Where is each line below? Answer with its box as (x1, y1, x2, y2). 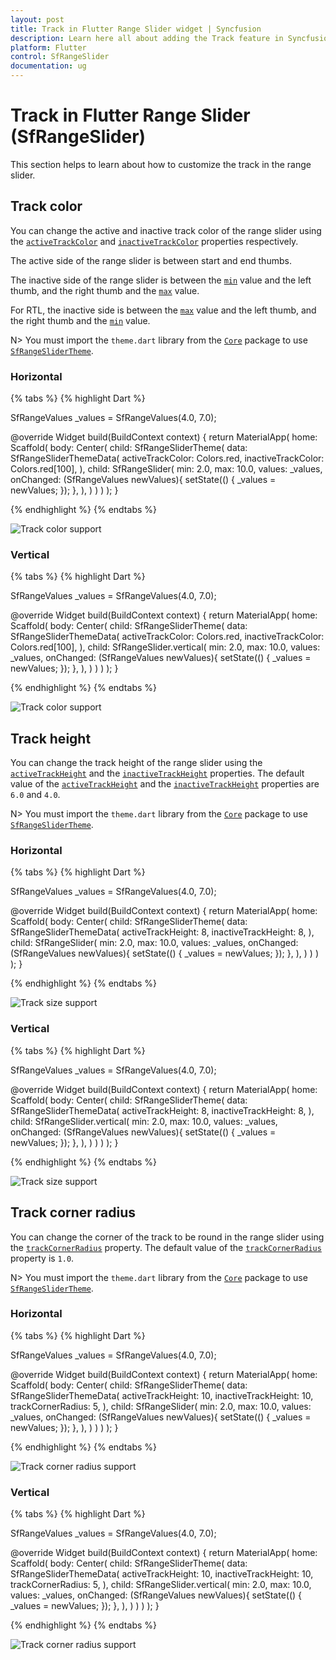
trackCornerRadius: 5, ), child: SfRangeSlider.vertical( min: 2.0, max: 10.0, (10, 1579, 312, 1591)
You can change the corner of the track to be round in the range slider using (10, 1231, 325, 1243)
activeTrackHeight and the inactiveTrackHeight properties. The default (10, 767, 305, 780)
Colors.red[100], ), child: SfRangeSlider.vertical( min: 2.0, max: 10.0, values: (10, 641, 321, 653)
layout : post (10, 14, 65, 25)
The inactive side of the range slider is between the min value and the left (10, 274, 312, 286)
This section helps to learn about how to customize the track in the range (10, 158, 312, 170)
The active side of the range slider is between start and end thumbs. (10, 254, 292, 266)
